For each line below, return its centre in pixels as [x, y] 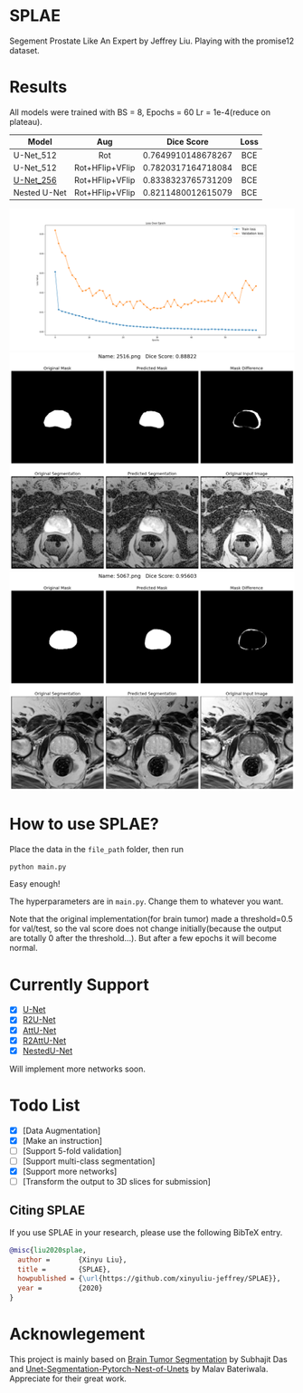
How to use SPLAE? [85, 824]
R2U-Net [39, 1020]
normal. [24, 948]
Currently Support [79, 985]
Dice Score [188, 142]
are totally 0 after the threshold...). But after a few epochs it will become [143, 938]
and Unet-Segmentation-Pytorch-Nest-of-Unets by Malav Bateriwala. [139, 1369]
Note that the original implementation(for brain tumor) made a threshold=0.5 [151, 919]
